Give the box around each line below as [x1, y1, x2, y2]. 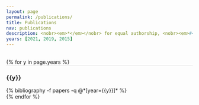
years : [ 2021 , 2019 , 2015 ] [6, 36, 73, 42]
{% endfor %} [6, 93, 40, 100]
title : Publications [6, 19, 57, 25]
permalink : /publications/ [6, 14, 73, 20]
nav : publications [6, 25, 52, 31]
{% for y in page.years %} [6, 58, 70, 65]
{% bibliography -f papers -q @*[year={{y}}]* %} [6, 87, 127, 94]
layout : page [6, 8, 38, 15]
